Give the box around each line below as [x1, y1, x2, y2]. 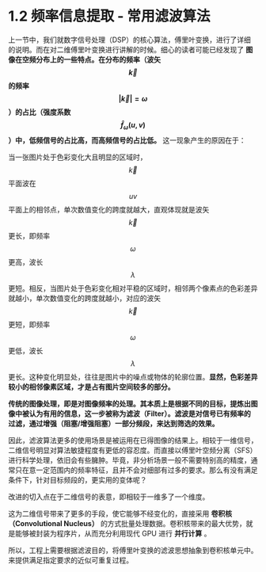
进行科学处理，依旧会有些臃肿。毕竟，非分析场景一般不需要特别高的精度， [8, 455, 251, 464]
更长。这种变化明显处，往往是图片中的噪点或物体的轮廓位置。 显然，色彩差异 [8, 372, 258, 381]
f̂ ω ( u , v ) [120, 120, 146, 132]
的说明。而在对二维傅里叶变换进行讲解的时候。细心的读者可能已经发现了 [8, 44, 244, 54]
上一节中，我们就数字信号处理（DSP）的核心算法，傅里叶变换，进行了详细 [8, 35, 252, 44]
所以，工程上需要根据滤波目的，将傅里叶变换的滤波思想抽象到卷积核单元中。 [8, 545, 258, 555]
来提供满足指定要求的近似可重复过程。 [8, 555, 133, 565]
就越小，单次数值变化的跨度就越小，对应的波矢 [8, 293, 161, 303]
